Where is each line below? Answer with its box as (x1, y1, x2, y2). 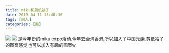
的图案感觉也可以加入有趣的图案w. (5, 42, 77, 48)
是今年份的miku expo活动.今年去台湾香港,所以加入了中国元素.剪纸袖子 (17, 36, 164, 42)
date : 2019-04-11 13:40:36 (5, 12, 63, 17)
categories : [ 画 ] (5, 21, 42, 27)
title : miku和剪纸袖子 (5, 7, 50, 13)
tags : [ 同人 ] (5, 17, 32, 22)
